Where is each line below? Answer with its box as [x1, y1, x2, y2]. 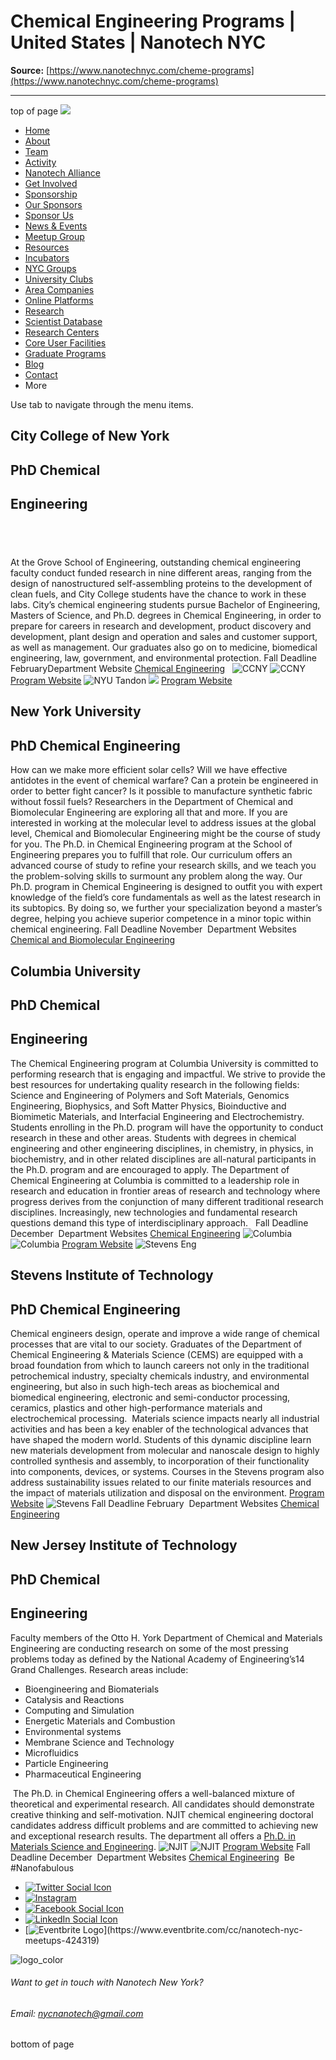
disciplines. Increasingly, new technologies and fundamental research [10, 1206, 298, 1218]
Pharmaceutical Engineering [24, 1768, 142, 1780]
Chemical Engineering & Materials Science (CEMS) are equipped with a [10, 1348, 303, 1360]
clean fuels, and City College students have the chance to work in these [10, 588, 307, 600]
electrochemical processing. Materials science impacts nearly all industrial [10, 1412, 320, 1424]
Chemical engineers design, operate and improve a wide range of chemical [10, 1327, 320, 1339]
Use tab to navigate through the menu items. [10, 398, 194, 410]
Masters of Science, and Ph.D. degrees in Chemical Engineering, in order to [10, 609, 322, 621]
